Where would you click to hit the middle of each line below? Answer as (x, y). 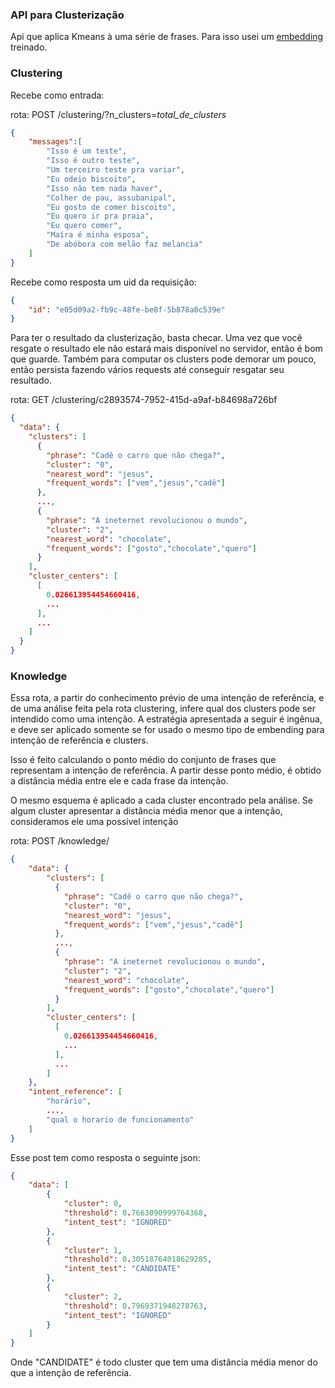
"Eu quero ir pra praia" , (100, 216)
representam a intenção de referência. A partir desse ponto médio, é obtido (166, 770)
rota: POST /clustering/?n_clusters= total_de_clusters (118, 114)
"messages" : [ (55, 142)
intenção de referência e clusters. (79, 740)
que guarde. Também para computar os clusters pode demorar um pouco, (163, 359)
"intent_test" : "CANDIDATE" (122, 1269)
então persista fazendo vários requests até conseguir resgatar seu (147, 370)
